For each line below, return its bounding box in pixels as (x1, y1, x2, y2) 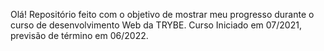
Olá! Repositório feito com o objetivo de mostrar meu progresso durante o (10, 9, 315, 20)
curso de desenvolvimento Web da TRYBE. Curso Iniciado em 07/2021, (10, 19, 302, 31)
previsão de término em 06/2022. (10, 30, 149, 41)
